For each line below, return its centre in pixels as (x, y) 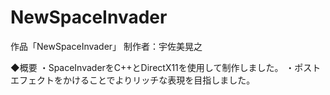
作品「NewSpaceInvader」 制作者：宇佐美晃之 (106, 46)
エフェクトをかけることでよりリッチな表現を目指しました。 (133, 80)
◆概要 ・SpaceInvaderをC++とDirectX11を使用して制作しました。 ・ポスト (166, 67)
